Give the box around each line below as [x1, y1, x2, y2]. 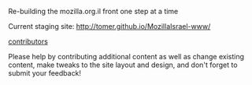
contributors [8, 37, 49, 46]
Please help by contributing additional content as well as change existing [8, 52, 245, 61]
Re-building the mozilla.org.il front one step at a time [8, 7, 179, 16]
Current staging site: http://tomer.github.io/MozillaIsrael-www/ [8, 22, 211, 30]
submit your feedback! [8, 69, 81, 77]
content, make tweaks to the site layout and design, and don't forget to [8, 60, 238, 69]
